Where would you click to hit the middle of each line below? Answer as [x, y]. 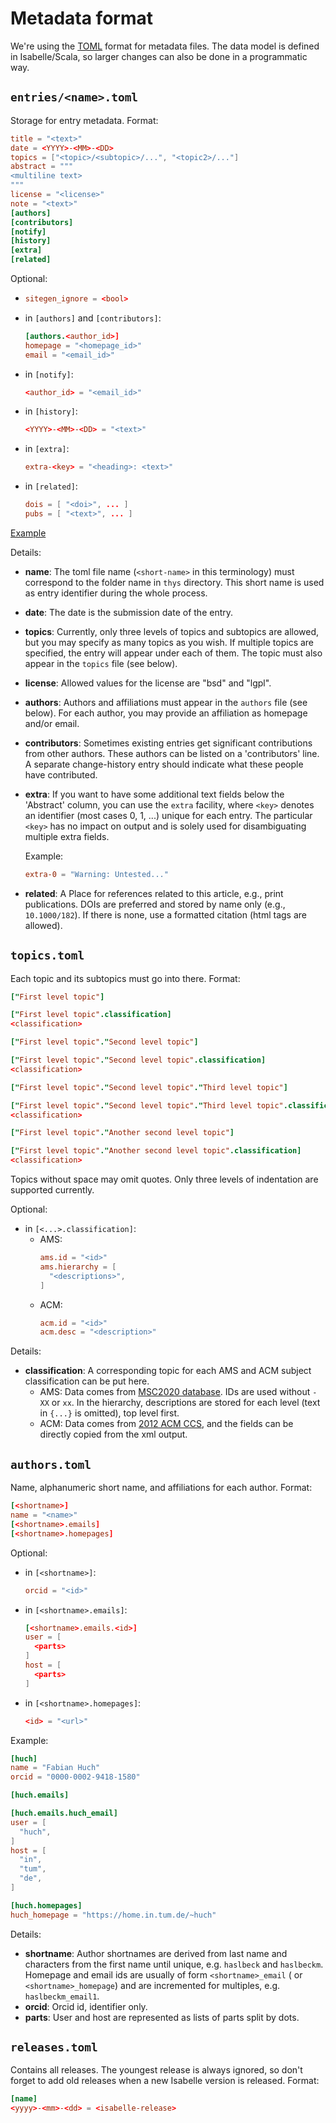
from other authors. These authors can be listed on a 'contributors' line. [172, 753]
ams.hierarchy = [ [78, 1267]
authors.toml [51, 1464]
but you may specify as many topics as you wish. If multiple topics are [169, 642]
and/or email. [52, 723]
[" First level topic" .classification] [91, 1015]
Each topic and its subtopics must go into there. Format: [125, 978]
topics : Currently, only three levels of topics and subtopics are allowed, [172, 631]
